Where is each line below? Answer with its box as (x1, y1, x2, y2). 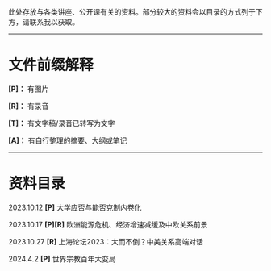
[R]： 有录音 (8, 101, 49, 110)
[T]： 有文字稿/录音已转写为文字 (8, 118, 115, 127)
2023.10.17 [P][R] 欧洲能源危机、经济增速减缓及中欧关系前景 (8, 219, 208, 229)
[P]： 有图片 (8, 84, 49, 94)
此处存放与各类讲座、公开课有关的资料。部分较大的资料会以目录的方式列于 (8, 7, 256, 16)
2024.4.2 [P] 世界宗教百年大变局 (8, 253, 116, 264)
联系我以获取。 (29, 17, 79, 27)
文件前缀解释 (8, 56, 94, 74)
